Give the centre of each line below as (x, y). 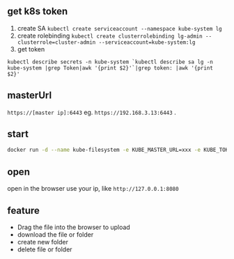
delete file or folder (45, 249)
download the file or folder (55, 234)
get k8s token (38, 11)
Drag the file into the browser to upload (73, 227)
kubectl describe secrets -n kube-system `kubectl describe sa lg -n (110, 62)
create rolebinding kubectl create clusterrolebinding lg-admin (110, 36)
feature (24, 211)
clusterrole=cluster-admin (56, 42)
